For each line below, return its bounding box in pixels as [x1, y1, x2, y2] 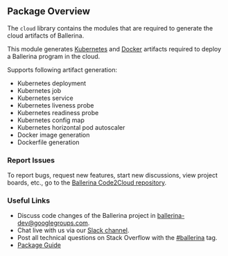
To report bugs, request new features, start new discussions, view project [7, 171, 218, 180]
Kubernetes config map [17, 116, 85, 124]
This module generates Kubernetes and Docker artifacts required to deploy [7, 44, 222, 53]
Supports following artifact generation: [7, 65, 118, 74]
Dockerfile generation [17, 138, 80, 146]
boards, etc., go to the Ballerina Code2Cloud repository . [7, 178, 167, 187]
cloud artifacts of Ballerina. [7, 31, 85, 40]
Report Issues [7, 155, 55, 165]
